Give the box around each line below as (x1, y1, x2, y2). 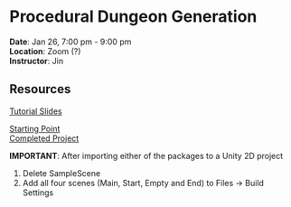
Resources (9, 81, 71, 97)
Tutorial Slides (9, 106, 62, 117)
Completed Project (9, 133, 80, 144)
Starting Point (9, 123, 61, 134)
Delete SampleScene (22, 167, 101, 178)
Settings (22, 187, 54, 198)
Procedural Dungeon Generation (9, 6, 258, 27)
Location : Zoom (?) (9, 45, 81, 56)
